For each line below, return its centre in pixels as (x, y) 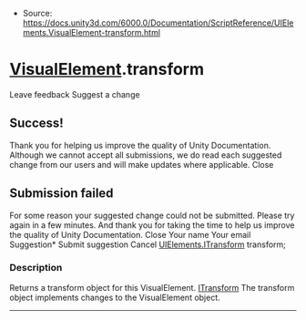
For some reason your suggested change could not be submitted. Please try (152, 215)
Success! (36, 124)
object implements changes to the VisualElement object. (115, 297)
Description (36, 268)
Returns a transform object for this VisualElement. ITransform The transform (152, 287)
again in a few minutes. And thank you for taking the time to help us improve (152, 225)
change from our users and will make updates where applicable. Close (142, 164)
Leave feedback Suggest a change (75, 94)
